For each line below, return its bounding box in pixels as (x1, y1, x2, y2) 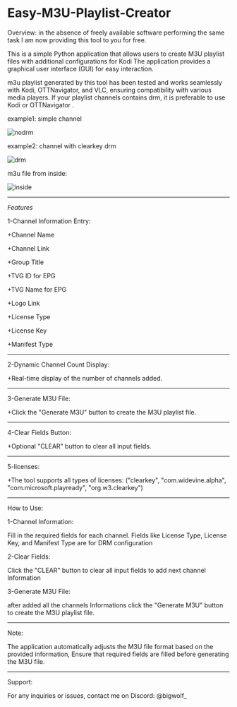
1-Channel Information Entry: (7, 217, 91, 225)
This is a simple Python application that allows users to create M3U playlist (7, 49, 225, 58)
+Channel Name (7, 230, 55, 239)
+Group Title (7, 258, 44, 266)
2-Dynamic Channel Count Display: (7, 360, 110, 369)
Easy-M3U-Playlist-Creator (7, 5, 171, 21)
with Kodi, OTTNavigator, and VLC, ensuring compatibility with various (7, 85, 212, 94)
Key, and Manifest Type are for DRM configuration (7, 538, 153, 547)
